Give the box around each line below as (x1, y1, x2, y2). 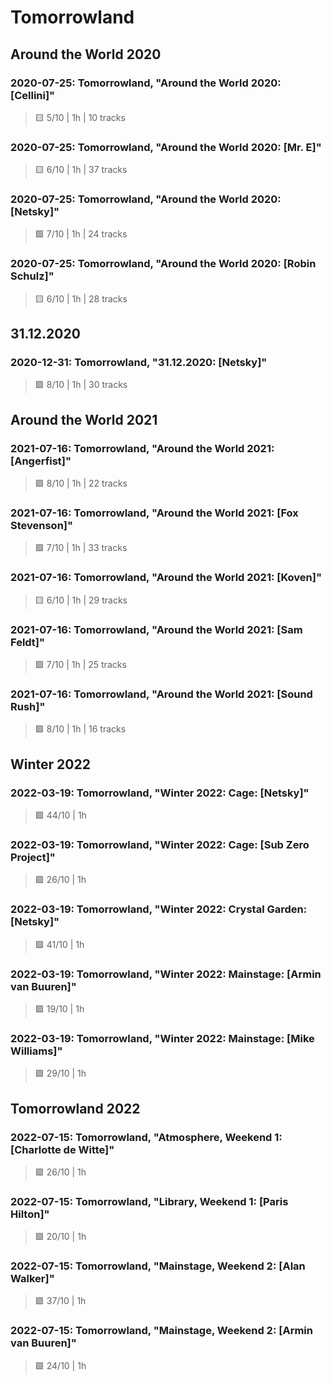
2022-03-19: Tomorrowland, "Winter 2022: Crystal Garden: (10, 902, 308, 916)
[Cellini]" (10, 88, 56, 102)
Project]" (10, 850, 56, 864)
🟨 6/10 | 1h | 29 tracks (34, 594, 128, 606)
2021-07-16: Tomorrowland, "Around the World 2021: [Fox (10, 506, 299, 520)
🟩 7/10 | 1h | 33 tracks (34, 542, 128, 554)
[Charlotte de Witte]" (10, 1142, 115, 1156)
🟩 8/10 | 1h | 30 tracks (34, 379, 128, 391)
